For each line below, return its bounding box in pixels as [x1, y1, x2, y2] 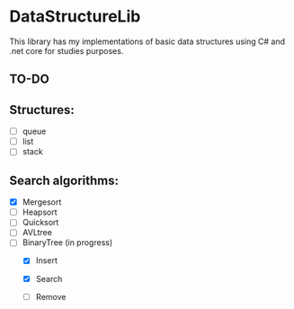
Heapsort [22, 207, 58, 217]
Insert [35, 255, 58, 266]
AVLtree [22, 227, 52, 238]
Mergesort [22, 197, 62, 207]
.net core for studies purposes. [9, 45, 124, 56]
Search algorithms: [9, 172, 120, 188]
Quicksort [22, 217, 59, 228]
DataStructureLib [9, 6, 141, 27]
